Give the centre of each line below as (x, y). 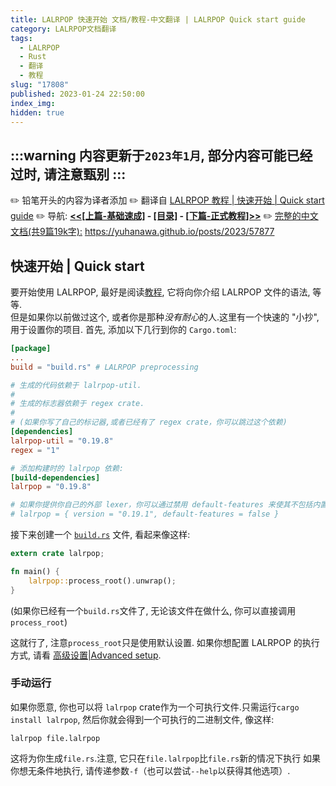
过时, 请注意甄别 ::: (68, 174)
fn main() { (35, 571)
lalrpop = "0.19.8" (51, 487)
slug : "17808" (40, 85)
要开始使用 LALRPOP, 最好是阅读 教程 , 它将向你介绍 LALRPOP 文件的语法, (160, 292)
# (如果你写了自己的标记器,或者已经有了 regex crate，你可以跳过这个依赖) (149, 422)
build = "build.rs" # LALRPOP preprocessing (104, 367)
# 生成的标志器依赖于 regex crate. (77, 404)
